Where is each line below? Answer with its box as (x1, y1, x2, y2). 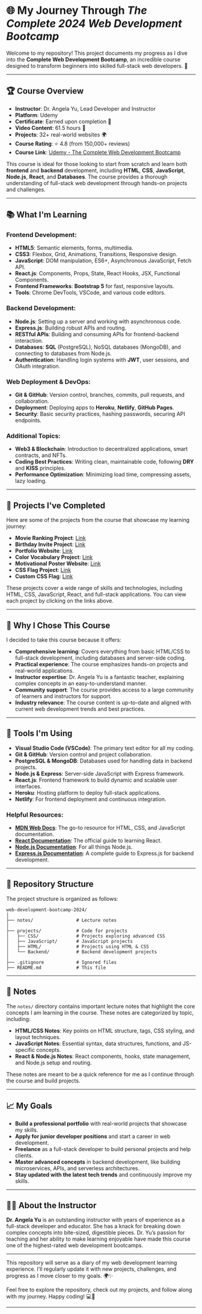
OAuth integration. (14, 362, 61, 370)
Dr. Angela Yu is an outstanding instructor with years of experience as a (6, 1216, 185, 1224)
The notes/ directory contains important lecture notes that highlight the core (6, 1002, 195, 1010)
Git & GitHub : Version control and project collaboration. (14, 751, 152, 758)
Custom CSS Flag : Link (14, 573, 73, 580)
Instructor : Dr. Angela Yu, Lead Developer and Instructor (14, 105, 156, 112)
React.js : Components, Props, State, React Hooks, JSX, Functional (14, 270, 180, 277)
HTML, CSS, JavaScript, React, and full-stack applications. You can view (6, 591, 186, 598)
